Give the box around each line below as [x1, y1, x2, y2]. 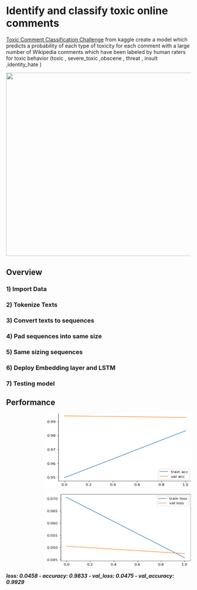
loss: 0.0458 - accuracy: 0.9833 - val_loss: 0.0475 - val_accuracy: [6, 572, 175, 579]
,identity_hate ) [6, 60, 42, 68]
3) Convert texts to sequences [6, 317, 95, 325]
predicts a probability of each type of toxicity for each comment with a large [6, 42, 190, 49]
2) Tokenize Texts [6, 301, 57, 309]
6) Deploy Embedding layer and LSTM [6, 364, 116, 372]
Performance [6, 398, 56, 408]
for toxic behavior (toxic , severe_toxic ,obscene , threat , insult [6, 55, 158, 62]
